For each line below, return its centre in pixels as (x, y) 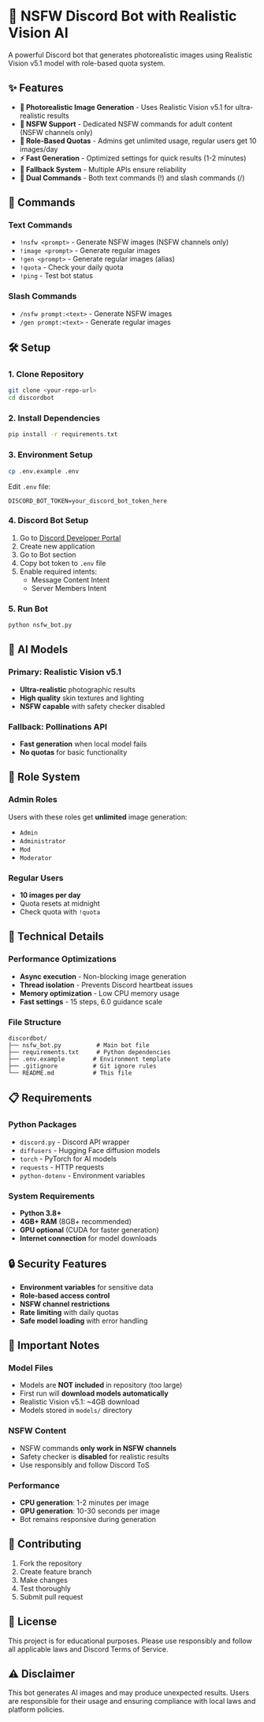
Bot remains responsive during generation (87, 1520)
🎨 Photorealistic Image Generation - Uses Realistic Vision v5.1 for (126, 107)
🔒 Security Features (58, 1264)
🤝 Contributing (45, 1544)
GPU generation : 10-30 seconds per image (89, 1511)
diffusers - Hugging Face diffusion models (90, 1150)
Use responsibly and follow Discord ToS (84, 1464)
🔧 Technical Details (56, 937)
